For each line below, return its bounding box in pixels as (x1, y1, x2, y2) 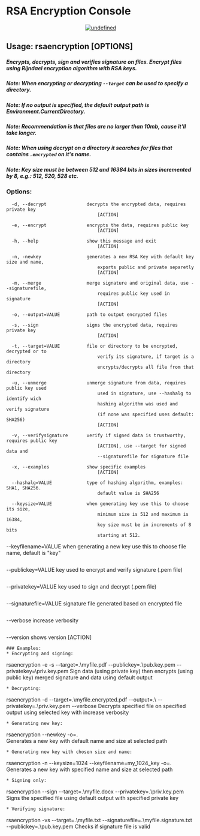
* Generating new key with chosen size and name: (6, 749, 133, 755)
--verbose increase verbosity (6, 617, 79, 624)
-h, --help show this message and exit (11, 238, 157, 244)
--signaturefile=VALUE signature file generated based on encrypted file (6, 599, 183, 607)
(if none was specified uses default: (97, 411, 195, 417)
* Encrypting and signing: (6, 650, 74, 656)
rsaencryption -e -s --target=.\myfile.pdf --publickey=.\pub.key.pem (6, 661, 175, 668)
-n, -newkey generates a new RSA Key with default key (11, 253, 195, 259)
